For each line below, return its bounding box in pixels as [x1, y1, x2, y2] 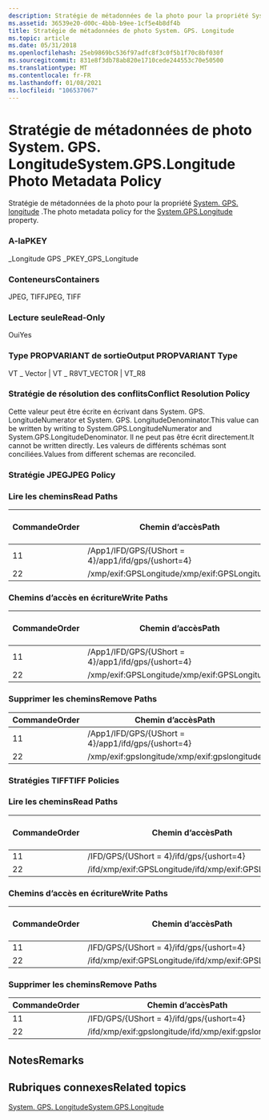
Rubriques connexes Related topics [8, 1081, 187, 1094]
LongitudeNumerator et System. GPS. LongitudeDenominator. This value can [8, 414, 259, 425]
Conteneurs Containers [8, 273, 100, 285]
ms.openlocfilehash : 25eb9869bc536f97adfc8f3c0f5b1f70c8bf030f [8, 49, 224, 57]
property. [8, 216, 39, 225]
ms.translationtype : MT [8, 64, 88, 72]
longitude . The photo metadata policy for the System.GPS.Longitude [8, 207, 234, 216]
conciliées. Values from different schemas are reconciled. [8, 449, 196, 459]
